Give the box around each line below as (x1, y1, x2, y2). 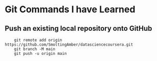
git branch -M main (14, 47, 56, 52)
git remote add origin (14, 37, 62, 43)
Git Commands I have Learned (5, 4, 136, 15)
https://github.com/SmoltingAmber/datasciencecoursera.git (5, 42, 133, 47)
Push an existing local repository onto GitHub (5, 24, 152, 33)
